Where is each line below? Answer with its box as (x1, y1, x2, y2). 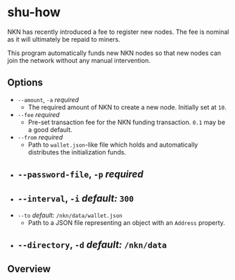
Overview (7, 262, 51, 275)
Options (7, 77, 44, 89)
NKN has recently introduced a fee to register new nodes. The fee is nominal (7, 28, 229, 36)
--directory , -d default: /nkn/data (17, 239, 167, 251)
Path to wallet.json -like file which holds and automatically (27, 140, 198, 149)
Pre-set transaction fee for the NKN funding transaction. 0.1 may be (27, 118, 226, 126)
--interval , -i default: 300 (17, 192, 134, 205)
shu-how (7, 4, 61, 20)
